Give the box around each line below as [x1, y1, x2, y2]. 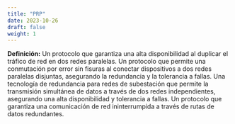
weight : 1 [7, 30, 37, 38]
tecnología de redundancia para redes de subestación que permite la [7, 79, 209, 89]
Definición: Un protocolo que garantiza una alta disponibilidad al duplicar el [7, 50, 229, 58]
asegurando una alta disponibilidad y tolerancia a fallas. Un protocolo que [7, 95, 222, 103]
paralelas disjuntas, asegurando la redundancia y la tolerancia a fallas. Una [7, 72, 226, 81]
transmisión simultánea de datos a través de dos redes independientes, [7, 87, 216, 96]
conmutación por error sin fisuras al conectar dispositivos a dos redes [7, 64, 212, 73]
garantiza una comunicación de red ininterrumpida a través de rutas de [7, 102, 214, 111]
